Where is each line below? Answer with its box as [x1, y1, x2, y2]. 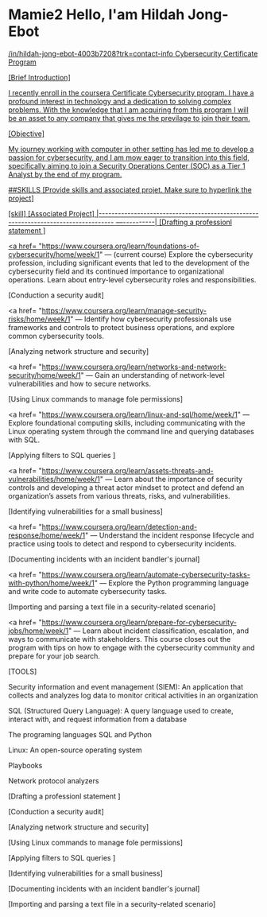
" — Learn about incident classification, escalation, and [68, 626, 249, 635]
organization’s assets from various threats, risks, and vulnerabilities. [8, 491, 230, 500]
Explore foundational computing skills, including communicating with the [8, 418, 246, 427]
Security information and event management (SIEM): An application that [8, 682, 244, 691]
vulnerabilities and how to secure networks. [8, 379, 151, 388]
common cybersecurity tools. [8, 331, 105, 340]
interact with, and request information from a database [8, 714, 188, 724]
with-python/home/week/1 [8, 578, 95, 588]
